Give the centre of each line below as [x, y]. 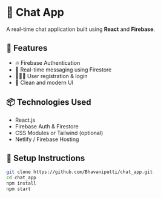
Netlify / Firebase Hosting [47, 139]
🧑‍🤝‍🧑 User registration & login [51, 76]
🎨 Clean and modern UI [44, 82]
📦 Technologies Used [49, 102]
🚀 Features [27, 48]
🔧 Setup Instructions [46, 158]
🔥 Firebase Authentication [48, 62]
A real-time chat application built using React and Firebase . [81, 29]
